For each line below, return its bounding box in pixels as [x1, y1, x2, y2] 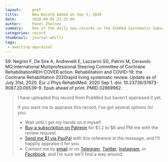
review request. [24, 129, 57, 135]
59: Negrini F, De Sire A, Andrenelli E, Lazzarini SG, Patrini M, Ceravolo [5, 58, 151, 64]
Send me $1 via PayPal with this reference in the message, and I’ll [24, 135, 160, 141]
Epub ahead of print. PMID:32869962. [43, 84, 122, 90]
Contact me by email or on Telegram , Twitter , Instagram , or [24, 145, 146, 151]
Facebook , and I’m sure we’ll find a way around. [24, 151, 123, 157]
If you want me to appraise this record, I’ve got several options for [17, 104, 153, 110]
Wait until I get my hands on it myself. [24, 119, 102, 125]
